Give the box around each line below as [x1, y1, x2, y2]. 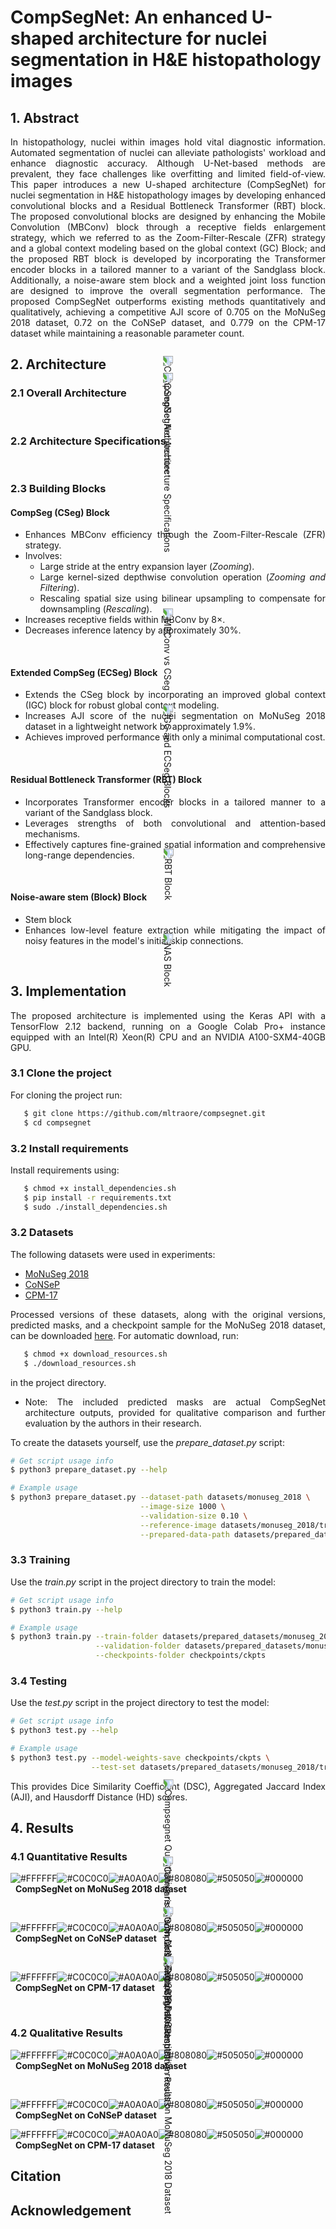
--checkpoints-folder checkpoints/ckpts [95, 1651, 267, 1661]
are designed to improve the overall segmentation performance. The [10, 285, 326, 296]
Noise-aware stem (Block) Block [10, 891, 148, 903]
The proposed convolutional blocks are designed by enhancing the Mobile [10, 211, 326, 222]
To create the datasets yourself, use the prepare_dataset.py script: [10, 1436, 285, 1448]
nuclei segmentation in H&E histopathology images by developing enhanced [10, 189, 326, 201]
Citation [10, 2168, 62, 2185]
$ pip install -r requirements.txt [23, 1192, 172, 1203]
